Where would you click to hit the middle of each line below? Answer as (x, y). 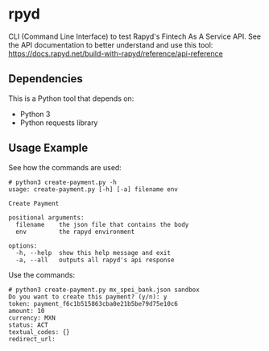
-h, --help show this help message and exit (93, 253)
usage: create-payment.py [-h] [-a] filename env (93, 189)
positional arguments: (46, 217)
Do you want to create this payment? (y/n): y (88, 297)
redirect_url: (32, 339)
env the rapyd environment (75, 232)
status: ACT (28, 325)
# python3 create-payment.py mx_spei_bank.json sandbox (104, 290)
